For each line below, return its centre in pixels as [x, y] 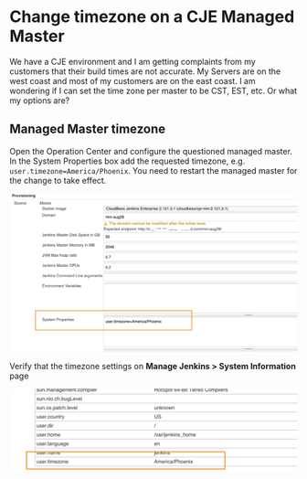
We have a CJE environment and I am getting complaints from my [132, 61]
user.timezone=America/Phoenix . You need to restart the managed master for [153, 170]
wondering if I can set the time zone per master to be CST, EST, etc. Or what [153, 90]
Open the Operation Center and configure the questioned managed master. [151, 151]
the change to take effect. [58, 180]
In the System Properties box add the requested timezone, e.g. [127, 161]
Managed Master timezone [88, 129]
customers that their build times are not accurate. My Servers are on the [145, 71]
